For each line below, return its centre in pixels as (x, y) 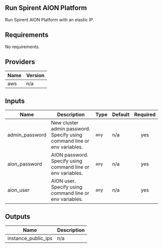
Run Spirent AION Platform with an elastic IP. (50, 19)
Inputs (15, 101)
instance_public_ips (30, 238)
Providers (20, 62)
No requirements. (23, 47)
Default (121, 115)
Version (35, 76)
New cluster (65, 123)
